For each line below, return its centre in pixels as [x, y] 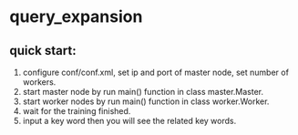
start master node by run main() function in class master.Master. [143, 92]
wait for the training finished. [77, 111]
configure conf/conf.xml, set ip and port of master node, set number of [156, 72]
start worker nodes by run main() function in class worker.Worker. [146, 101]
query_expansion [76, 17]
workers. [39, 82]
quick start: [43, 51]
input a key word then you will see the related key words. [129, 121]
